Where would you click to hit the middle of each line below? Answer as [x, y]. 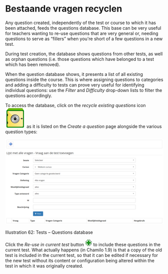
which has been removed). [33, 64]
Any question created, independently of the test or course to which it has [81, 23]
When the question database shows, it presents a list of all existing [74, 74]
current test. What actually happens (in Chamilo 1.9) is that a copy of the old [83, 250]
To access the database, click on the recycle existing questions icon [76, 105]
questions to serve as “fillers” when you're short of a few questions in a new [84, 39]
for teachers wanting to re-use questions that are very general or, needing [82, 33]
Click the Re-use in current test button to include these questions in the [83, 244]
